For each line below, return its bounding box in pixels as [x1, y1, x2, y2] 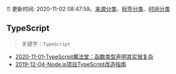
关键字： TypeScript [21, 40, 71, 47]
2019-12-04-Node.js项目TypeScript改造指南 [15, 60, 127, 68]
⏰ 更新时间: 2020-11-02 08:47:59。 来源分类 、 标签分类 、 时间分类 [6, 5, 170, 12]
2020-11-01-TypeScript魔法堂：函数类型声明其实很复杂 [15, 53, 154, 60]
